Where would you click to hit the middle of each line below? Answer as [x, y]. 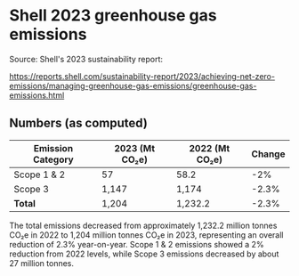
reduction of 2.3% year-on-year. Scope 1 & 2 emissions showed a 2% [137, 244]
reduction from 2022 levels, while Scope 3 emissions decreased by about [144, 254]
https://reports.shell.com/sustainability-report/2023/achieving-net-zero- [142, 76]
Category [53, 159]
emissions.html [37, 95]
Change [268, 154]
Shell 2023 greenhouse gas [113, 16]
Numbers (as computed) [79, 123]
